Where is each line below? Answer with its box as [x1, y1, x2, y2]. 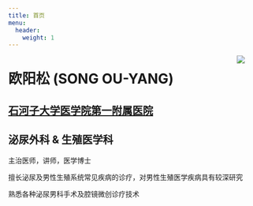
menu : [8, 19, 26, 27]
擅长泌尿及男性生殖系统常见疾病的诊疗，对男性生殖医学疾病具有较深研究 [8, 172, 243, 182]
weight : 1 [22, 33, 55, 42]
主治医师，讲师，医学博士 [8, 155, 91, 165]
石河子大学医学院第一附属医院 [8, 103, 154, 117]
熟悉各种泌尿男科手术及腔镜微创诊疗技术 [8, 189, 140, 198]
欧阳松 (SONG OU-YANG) [8, 70, 174, 88]
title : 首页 [8, 11, 45, 20]
